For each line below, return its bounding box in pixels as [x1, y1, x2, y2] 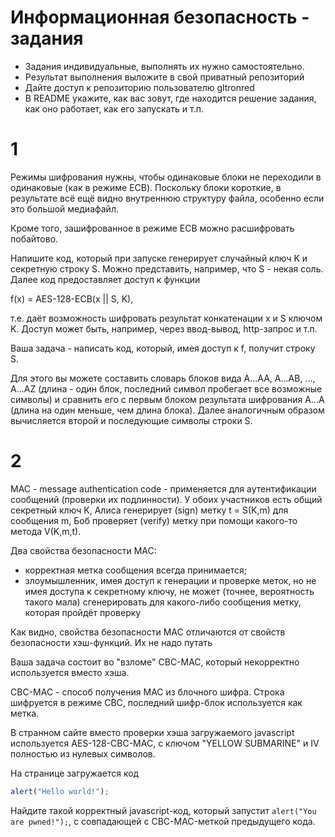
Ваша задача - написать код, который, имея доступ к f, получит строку [10, 342, 316, 354]
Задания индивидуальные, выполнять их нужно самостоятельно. [24, 60, 305, 72]
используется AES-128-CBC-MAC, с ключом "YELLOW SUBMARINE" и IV [10, 737, 320, 749]
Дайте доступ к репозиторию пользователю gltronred [24, 81, 255, 93]
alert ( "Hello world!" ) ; [10, 786, 110, 796]
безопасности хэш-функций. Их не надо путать [10, 636, 213, 648]
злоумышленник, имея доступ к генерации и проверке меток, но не [24, 574, 317, 586]
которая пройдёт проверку [24, 606, 142, 618]
